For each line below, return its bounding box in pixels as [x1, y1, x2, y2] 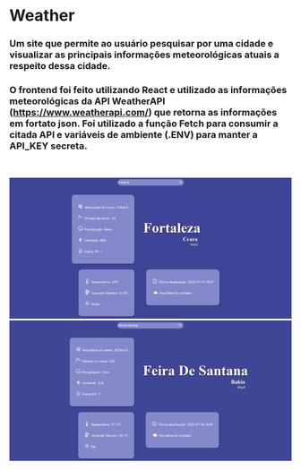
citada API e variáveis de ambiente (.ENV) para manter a [9, 129, 258, 141]
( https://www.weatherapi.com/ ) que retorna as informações [9, 107, 278, 119]
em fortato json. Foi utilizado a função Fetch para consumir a [9, 117, 279, 130]
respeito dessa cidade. [9, 60, 111, 73]
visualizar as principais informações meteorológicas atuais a [9, 48, 279, 61]
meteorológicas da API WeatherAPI [9, 95, 166, 107]
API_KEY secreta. [9, 140, 88, 152]
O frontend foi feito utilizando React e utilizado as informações [9, 84, 288, 97]
